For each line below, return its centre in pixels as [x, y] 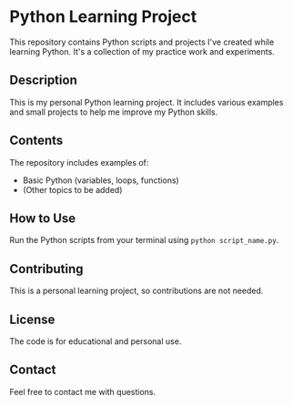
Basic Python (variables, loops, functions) [101, 180]
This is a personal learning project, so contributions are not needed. [136, 291]
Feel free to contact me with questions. [83, 391]
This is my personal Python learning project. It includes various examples [146, 102]
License [32, 319]
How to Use [43, 218]
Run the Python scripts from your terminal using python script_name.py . [144, 240]
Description [43, 81]
